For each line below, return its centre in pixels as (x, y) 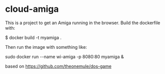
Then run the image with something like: (46, 47)
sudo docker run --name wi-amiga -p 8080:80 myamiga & (64, 56)
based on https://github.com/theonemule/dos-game (58, 66)
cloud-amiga (32, 9)
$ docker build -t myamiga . (33, 37)
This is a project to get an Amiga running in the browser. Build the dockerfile (83, 23)
